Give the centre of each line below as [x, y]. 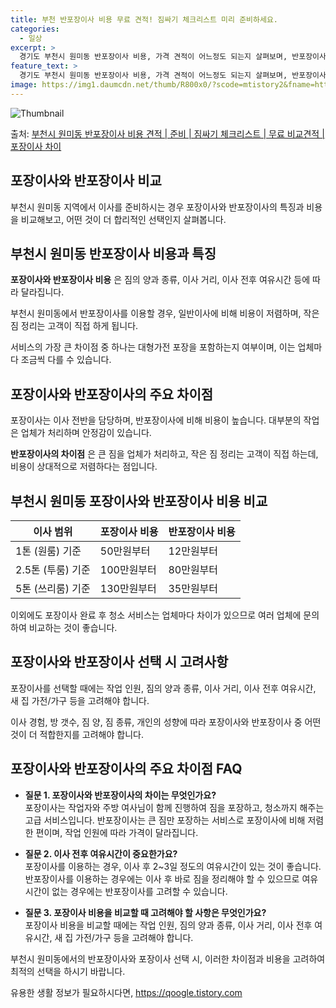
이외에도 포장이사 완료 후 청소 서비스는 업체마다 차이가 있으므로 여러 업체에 [156, 615]
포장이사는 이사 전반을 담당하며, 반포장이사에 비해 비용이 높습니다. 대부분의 [156, 420]
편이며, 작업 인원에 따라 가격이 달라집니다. [117, 832]
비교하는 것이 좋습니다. [73, 627]
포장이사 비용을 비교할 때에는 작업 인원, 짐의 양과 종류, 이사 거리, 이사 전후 [168, 925]
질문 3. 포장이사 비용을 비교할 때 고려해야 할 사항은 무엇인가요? [145, 912]
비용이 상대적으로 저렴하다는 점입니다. [84, 467]
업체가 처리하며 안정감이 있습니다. [86, 433]
